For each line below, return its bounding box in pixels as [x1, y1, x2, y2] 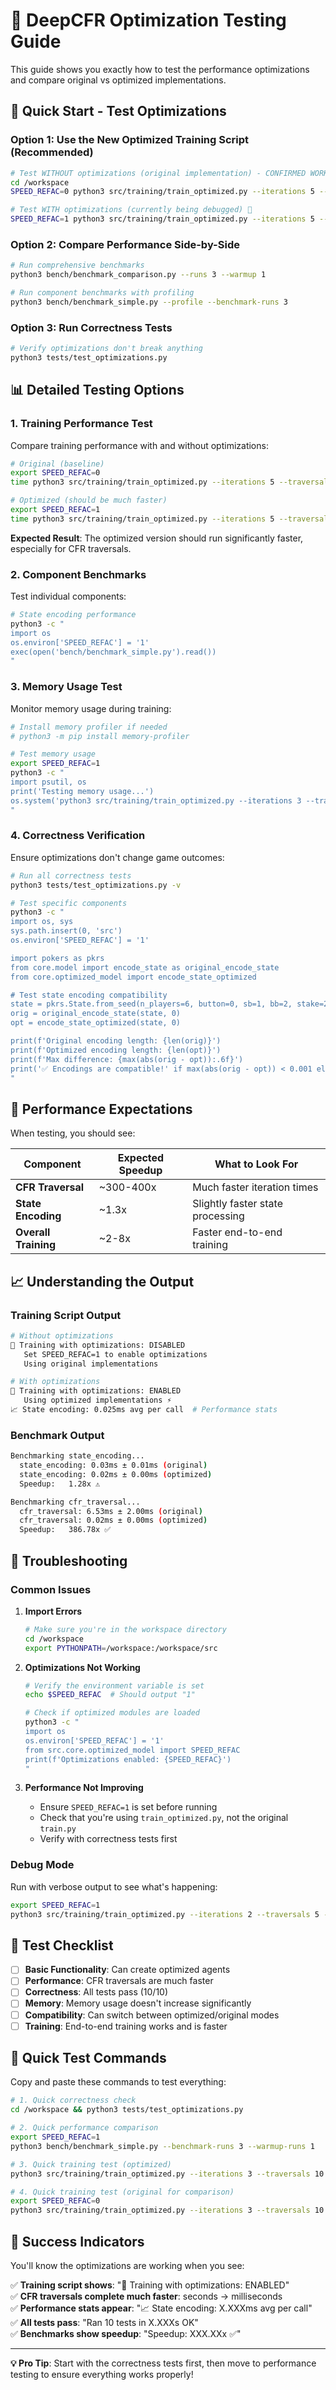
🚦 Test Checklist [10, 1937, 114, 1954]
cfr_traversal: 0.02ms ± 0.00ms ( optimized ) [19, 1515, 208, 1526]
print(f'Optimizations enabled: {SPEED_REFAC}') [24, 1754, 232, 1764]
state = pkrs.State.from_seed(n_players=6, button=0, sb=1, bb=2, [10, 999, 293, 1009]
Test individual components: [10, 590, 127, 603]
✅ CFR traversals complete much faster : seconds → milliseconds [10, 2290, 283, 2303]
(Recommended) [10, 145, 94, 159]
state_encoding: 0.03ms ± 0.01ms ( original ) [19, 1460, 208, 1471]
